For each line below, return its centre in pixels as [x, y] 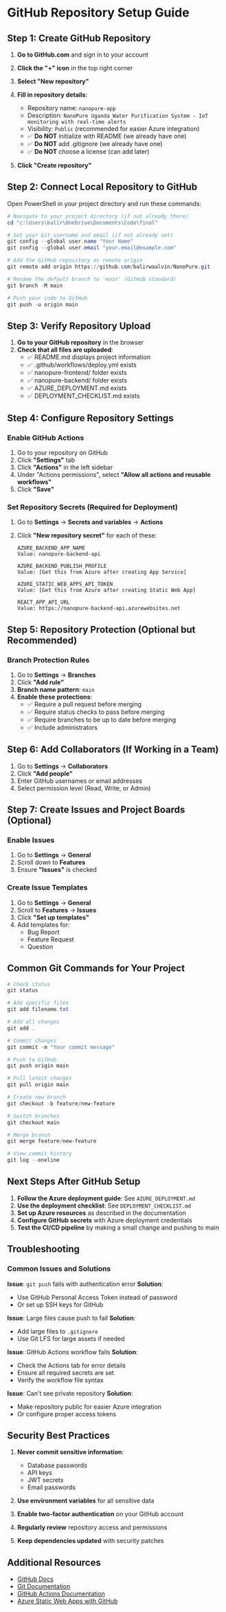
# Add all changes [33, 1022]
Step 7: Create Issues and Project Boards [96, 810]
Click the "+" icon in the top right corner [75, 68]
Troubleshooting [44, 1249]
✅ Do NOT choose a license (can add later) [88, 152]
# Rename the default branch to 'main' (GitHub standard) [92, 279]
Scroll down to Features [51, 862]
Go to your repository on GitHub [63, 452]
